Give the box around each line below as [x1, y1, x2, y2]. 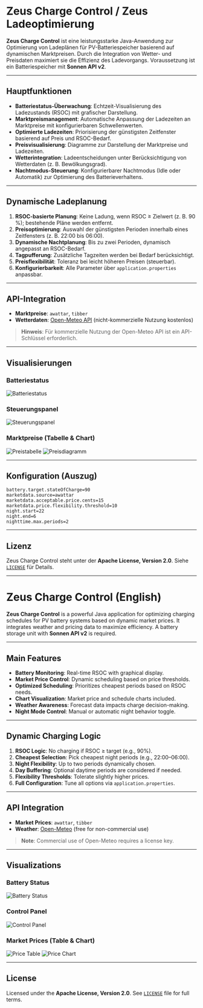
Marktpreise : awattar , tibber [14, 310, 88, 317]
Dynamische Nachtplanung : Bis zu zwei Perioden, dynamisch [14, 238, 171, 246]
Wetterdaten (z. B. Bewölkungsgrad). [14, 160, 108, 167]
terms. [6, 996, 22, 1003]
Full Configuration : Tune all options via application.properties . [14, 779, 175, 787]
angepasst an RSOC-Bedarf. [14, 244, 86, 252]
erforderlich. [46, 335, 78, 342]
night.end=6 [6, 514, 36, 520]
